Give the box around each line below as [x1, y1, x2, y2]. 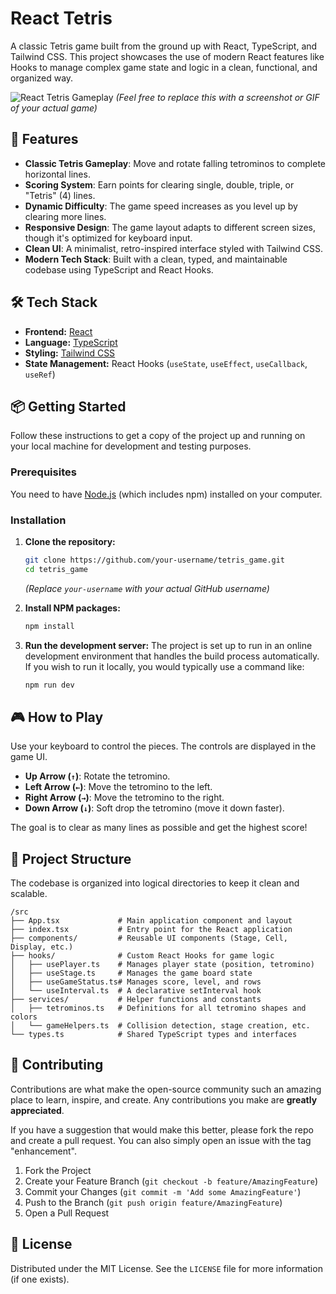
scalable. [10, 888, 48, 900]
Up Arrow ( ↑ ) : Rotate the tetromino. [24, 770, 171, 782]
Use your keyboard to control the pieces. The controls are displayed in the [10, 740, 317, 752]
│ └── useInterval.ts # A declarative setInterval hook [10, 986, 262, 996]
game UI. [10, 751, 48, 763]
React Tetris [10, 7, 113, 30]
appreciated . [10, 1104, 65, 1116]
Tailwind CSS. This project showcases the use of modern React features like [10, 50, 325, 62]
